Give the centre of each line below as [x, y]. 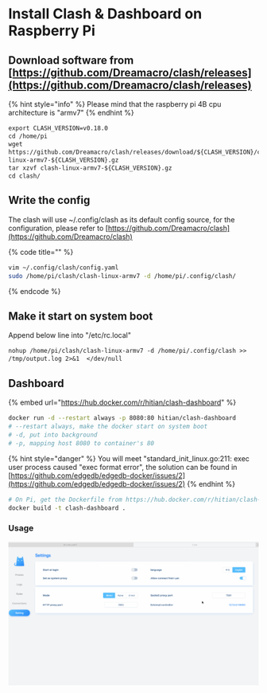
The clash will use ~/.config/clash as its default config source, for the [122, 219]
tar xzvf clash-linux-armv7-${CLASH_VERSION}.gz [90, 168]
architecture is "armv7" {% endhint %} [71, 113]
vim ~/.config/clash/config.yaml [64, 268]
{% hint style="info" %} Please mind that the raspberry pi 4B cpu [115, 104]
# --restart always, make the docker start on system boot [108, 427]
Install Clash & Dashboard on [105, 14]
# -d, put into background [53, 435]
